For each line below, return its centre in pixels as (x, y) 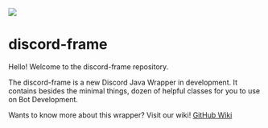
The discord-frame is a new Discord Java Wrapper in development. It (123, 82)
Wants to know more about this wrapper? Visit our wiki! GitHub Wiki (120, 115)
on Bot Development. (43, 99)
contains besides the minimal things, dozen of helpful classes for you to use (134, 91)
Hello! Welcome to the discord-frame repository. (89, 66)
